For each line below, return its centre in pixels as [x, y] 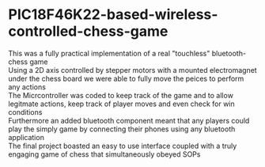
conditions [25, 112]
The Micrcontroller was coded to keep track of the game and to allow [121, 95]
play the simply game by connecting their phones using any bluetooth [122, 129]
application [26, 137]
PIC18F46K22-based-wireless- [113, 15]
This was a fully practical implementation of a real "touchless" [109, 53]
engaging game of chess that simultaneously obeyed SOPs [104, 154]
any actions [27, 87]
